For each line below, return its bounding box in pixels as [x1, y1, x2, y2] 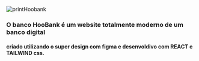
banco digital [6, 28, 46, 36]
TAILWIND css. [6, 49, 45, 56]
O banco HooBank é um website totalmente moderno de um [6, 20, 183, 29]
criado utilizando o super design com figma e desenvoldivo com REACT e [6, 42, 193, 50]
